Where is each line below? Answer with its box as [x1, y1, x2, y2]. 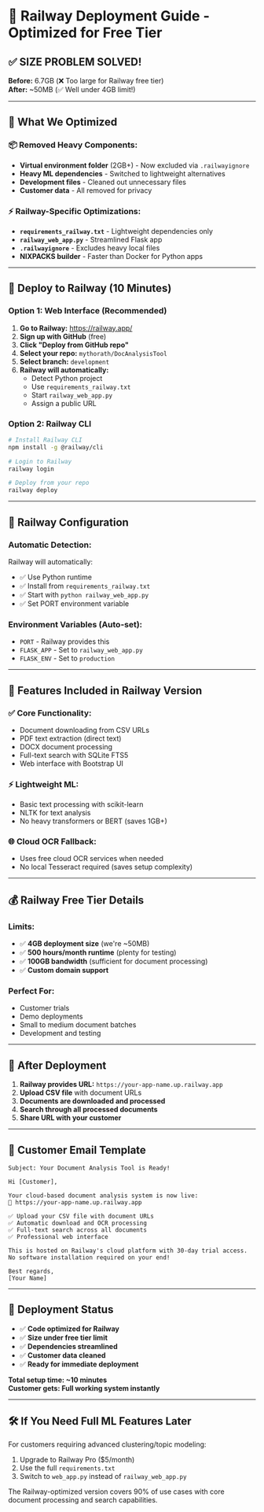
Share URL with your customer [19, 1113, 122, 1122]
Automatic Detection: [8, 539, 92, 550]
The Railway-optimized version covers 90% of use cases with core [8, 1487, 225, 1496]
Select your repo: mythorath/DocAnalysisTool [19, 348, 167, 357]
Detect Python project [31, 373, 103, 383]
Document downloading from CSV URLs [19, 725, 150, 734]
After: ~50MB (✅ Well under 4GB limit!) [8, 85, 136, 94]
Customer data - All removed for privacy [19, 185, 152, 195]
